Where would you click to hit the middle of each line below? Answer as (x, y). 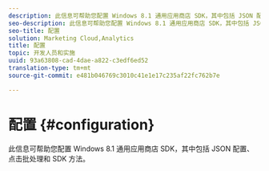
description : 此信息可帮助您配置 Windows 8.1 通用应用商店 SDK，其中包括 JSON (131, 16)
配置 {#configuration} (81, 124)
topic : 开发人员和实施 (42, 53)
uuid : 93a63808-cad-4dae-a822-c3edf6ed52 (78, 61)
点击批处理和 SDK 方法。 (49, 158)
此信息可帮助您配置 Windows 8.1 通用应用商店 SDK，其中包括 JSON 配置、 (131, 149)
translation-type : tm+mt (50, 68)
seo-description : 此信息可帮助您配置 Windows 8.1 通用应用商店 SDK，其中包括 (129, 23)
